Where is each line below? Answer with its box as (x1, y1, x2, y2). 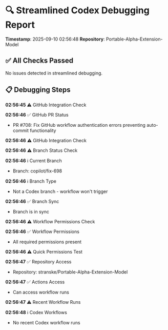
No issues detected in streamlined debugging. (5, 70, 103, 76)
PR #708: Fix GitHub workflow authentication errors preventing (12, 122, 146, 128)
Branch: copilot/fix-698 (12, 168, 62, 174)
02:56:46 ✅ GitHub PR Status (5, 111, 69, 118)
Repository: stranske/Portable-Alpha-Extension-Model (12, 268, 128, 275)
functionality (30, 127, 56, 133)
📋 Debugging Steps (5, 86, 71, 94)
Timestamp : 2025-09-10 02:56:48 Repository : (5, 36, 105, 42)
